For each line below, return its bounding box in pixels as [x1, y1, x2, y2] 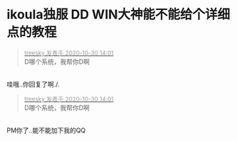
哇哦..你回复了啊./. [6, 79, 60, 89]
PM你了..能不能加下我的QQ [6, 125, 86, 135]
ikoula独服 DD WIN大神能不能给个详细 [6, 6, 231, 23]
